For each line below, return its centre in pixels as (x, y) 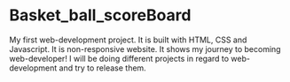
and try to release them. (102, 68)
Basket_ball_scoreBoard (100, 15)
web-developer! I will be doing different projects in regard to (119, 58)
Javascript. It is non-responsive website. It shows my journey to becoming (145, 48)
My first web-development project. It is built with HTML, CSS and (128, 40)
